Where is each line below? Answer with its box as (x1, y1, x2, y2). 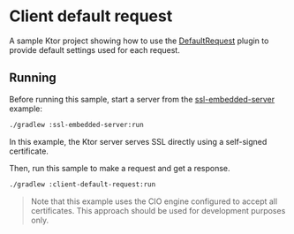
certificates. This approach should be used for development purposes (30, 205, 286, 215)
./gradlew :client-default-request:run (9, 179, 156, 189)
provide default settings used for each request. (9, 44, 181, 55)
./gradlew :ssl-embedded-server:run (9, 120, 144, 129)
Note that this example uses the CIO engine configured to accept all (30, 196, 278, 207)
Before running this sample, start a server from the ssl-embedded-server (9, 94, 275, 104)
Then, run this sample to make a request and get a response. (9, 162, 231, 173)
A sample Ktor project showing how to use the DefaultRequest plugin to (9, 35, 269, 46)
